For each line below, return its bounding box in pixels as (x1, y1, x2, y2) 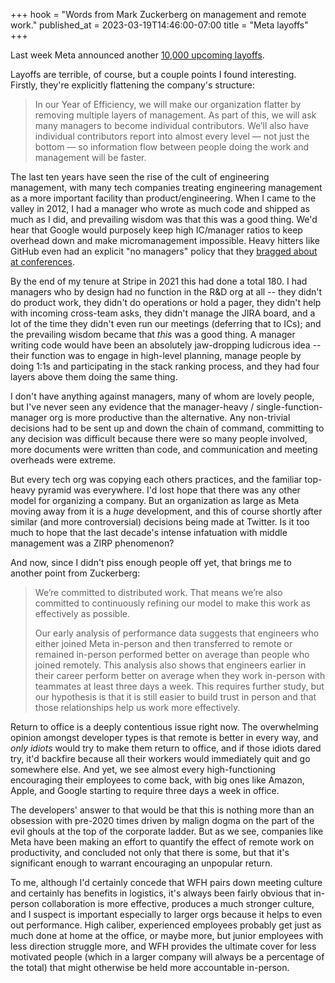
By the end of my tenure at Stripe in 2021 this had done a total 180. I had (10, 275, 308, 287)
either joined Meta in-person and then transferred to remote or (34, 638, 293, 649)
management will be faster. (34, 152, 147, 163)
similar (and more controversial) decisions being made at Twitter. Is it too (10, 516, 310, 528)
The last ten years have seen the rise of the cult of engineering (10, 171, 270, 183)
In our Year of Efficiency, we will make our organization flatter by (34, 99, 302, 110)
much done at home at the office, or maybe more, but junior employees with (10, 930, 324, 941)
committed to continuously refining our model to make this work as (34, 597, 311, 609)
